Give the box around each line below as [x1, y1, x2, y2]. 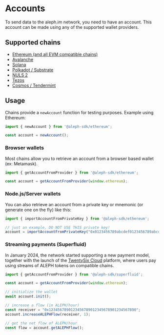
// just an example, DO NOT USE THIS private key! [5, 225, 110, 230]
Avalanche [12, 57, 34, 62]
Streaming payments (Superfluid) [5, 241, 86, 248]
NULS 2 [12, 72, 28, 78]
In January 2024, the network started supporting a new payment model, [5, 252, 150, 258]
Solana [12, 61, 26, 67]
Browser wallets [5, 144, 44, 151]
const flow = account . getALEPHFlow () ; [5, 325, 84, 330]
